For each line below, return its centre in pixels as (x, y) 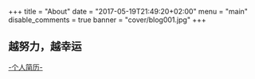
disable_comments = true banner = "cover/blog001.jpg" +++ (108, 20)
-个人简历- (25, 67)
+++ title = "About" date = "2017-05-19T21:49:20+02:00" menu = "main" (128, 11)
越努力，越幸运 (45, 47)
